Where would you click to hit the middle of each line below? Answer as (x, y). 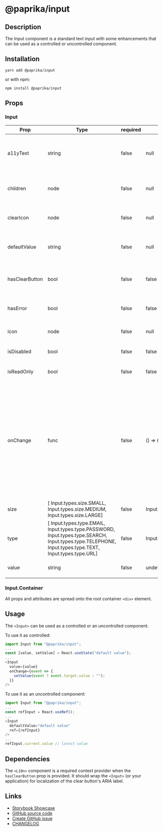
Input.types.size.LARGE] (75, 515)
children (17, 188)
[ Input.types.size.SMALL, (77, 503)
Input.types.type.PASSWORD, (81, 529)
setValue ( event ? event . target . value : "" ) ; (59, 676)
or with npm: (18, 79)
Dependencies (27, 759)
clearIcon (18, 218)
